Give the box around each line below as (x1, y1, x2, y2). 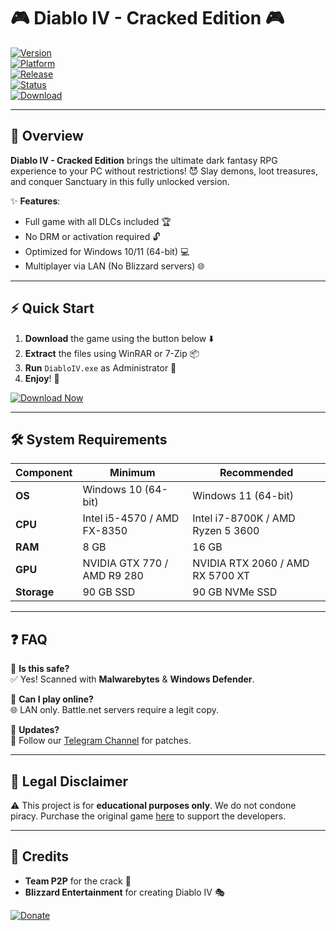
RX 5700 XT (192, 569, 251, 583)
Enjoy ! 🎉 (24, 372, 60, 384)
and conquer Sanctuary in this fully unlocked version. (10, 175, 230, 187)
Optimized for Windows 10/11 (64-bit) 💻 (24, 245, 190, 257)
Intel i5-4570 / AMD (82, 511, 180, 525)
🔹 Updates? (10, 724, 60, 736)
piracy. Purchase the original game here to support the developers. (10, 810, 287, 822)
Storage (15, 585, 55, 599)
